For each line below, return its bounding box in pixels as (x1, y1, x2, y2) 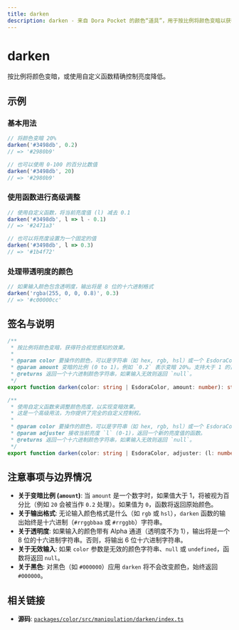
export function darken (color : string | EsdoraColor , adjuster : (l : (7, 450, 215, 457)
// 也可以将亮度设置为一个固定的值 (7, 235, 97, 242)
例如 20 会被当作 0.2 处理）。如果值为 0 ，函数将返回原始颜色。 (36, 500, 218, 509)
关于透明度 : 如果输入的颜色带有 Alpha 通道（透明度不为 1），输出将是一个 (17, 527, 230, 535)
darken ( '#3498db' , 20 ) (7, 167, 75, 175)
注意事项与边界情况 (7, 471, 92, 483)
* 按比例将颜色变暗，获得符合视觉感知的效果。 (10, 344, 129, 351)
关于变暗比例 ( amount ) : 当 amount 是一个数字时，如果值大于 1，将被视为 (17, 491, 224, 500)
